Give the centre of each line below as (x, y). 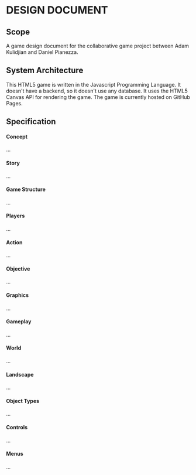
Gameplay (19, 322)
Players (16, 216)
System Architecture (45, 71)
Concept (17, 136)
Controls (17, 428)
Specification (31, 122)
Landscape (20, 374)
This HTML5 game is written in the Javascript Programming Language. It (94, 84)
